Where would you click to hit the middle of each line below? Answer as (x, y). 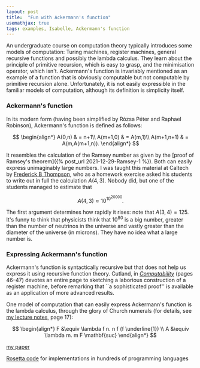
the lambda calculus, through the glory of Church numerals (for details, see (99, 311)
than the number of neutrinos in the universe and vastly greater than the (95, 226)
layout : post (22, 12)
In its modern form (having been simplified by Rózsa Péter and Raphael (94, 119)
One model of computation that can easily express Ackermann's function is (99, 304)
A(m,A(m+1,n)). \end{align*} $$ (101, 143)
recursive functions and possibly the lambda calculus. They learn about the (99, 58)
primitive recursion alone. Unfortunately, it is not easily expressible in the (96, 84)
